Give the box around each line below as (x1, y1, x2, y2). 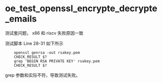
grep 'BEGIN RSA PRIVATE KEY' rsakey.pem (14, 59, 100, 63)
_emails (5, 13, 37, 24)
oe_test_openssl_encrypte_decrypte (5, 3, 158, 14)
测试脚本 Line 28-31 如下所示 (5, 40, 64, 46)
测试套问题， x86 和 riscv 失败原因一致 (5, 30, 83, 36)
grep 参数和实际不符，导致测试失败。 (5, 72, 81, 78)
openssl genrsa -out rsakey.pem (14, 50, 80, 55)
